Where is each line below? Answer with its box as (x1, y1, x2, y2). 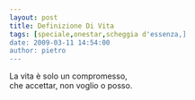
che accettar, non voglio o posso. (9, 80, 133, 91)
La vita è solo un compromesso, (9, 71, 128, 81)
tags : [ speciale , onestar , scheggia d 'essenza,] (9, 29, 187, 38)
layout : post (9, 12, 58, 22)
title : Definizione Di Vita (9, 21, 115, 30)
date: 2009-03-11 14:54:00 (9, 37, 111, 47)
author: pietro (9, 46, 66, 55)
